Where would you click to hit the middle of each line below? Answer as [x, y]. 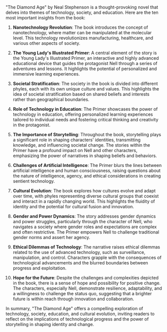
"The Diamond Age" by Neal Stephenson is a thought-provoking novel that [82, 7]
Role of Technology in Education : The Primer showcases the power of [85, 109]
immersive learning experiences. [46, 74]
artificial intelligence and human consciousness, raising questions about [87, 170]
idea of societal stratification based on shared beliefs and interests [81, 94]
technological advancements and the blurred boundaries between [81, 263]
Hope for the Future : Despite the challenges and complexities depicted [85, 278]
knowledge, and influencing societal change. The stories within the [82, 145]
